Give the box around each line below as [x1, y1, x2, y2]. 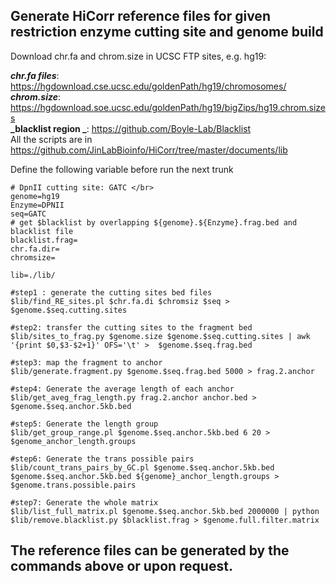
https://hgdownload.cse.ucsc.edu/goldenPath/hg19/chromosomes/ [10, 80, 287, 92]
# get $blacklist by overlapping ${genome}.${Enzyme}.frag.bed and [10, 217, 298, 228]
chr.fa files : [10, 69, 60, 81]
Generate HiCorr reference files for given [10, 8, 271, 25]
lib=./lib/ [10, 270, 56, 280]
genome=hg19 [10, 191, 60, 201]
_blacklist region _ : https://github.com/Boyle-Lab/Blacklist [10, 122, 252, 134]
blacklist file [10, 226, 74, 236]
